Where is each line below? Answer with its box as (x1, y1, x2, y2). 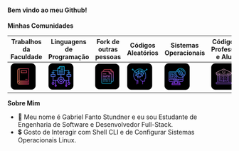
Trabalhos (11, 37, 42, 46)
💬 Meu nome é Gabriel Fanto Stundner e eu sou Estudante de (17, 113, 198, 121)
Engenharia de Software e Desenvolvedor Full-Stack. (17, 120, 174, 129)
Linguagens (51, 37, 87, 46)
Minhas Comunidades (7, 21, 74, 30)
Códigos (129, 41, 156, 50)
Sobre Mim (7, 99, 41, 108)
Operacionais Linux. (17, 136, 77, 145)
